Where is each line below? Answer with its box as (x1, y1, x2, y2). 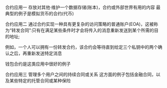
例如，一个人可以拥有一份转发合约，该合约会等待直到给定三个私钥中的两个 (5, 44, 158, 50)
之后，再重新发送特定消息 (9, 50, 62, 56)
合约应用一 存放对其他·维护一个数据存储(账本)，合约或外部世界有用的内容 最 (5, 4, 161, 10)
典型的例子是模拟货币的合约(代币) (5, 10, 74, 16)
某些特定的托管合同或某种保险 (9, 78, 71, 84)
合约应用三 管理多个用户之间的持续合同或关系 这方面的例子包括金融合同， (5, 72, 156, 77)
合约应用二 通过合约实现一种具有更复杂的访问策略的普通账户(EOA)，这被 (5, 21, 154, 27)
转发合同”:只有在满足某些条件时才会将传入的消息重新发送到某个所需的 (11, 27, 155, 33)
